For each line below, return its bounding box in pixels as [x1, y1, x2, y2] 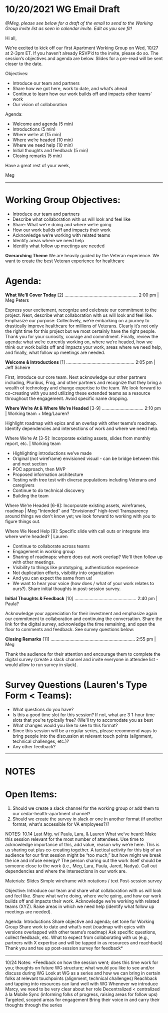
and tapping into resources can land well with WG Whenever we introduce [5, 980, 158, 986]
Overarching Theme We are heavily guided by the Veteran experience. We [5, 252, 159, 258]
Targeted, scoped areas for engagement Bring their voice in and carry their [5, 996, 160, 1002]
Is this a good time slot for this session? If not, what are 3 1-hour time [12, 712, 155, 718]
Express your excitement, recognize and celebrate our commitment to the [5, 307, 157, 313]
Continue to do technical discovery [12, 487, 85, 493]
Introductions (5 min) [12, 126, 56, 132]
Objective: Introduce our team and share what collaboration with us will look [5, 887, 162, 893]
